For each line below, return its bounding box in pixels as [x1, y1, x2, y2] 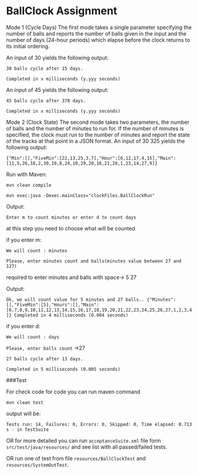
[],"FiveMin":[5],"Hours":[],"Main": [6, 302, 100, 308]
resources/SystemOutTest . [6, 461, 69, 468]
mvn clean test [6, 399, 44, 405]
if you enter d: [6, 322, 40, 329]
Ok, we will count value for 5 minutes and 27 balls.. [6, 296, 145, 303]
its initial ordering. [6, 43, 50, 50]
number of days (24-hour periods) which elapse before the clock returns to [6, 36, 190, 43]
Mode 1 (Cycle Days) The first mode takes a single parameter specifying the [6, 24, 192, 31]
